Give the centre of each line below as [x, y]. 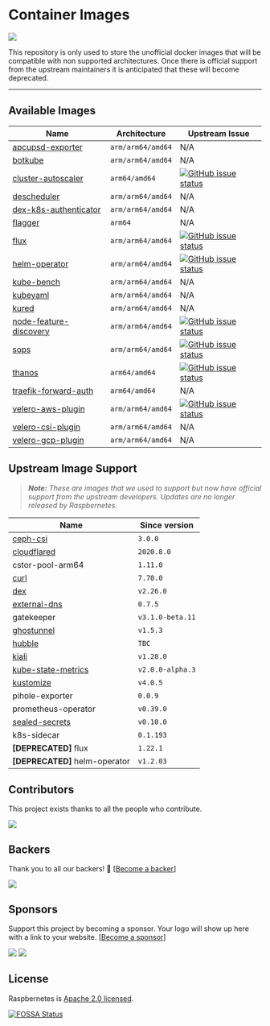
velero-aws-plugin [49, 408]
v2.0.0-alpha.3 [167, 669]
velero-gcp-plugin [48, 440]
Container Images [69, 15]
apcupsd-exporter [47, 147]
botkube [28, 160]
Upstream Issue [219, 133]
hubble [25, 643]
